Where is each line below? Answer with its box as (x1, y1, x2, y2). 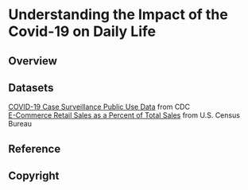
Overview (8, 54, 58, 68)
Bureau (8, 119, 32, 129)
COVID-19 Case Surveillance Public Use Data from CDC (8, 102, 191, 112)
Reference (8, 142, 61, 156)
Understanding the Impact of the (8, 6, 228, 24)
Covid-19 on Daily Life (8, 22, 157, 41)
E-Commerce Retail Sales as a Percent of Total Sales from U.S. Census (8, 111, 241, 120)
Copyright (8, 169, 60, 183)
